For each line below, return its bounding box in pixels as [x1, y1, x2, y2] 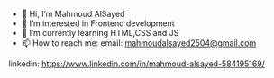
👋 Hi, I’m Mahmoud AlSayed [21, 9, 125, 19]
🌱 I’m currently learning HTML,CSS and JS [21, 28, 179, 38]
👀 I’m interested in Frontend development [21, 18, 175, 29]
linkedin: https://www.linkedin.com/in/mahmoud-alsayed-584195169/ [8, 58, 265, 69]
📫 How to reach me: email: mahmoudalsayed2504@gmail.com [21, 38, 257, 48]
